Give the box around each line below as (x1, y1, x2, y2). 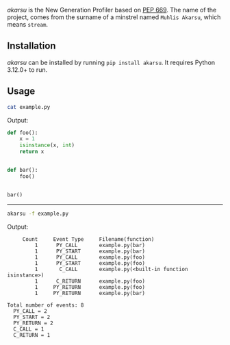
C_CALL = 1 (13, 325, 44, 333)
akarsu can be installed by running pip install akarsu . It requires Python (7, 58, 216, 66)
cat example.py (7, 103, 51, 110)
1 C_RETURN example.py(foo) (34, 277, 146, 285)
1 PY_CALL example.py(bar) (34, 242, 146, 248)
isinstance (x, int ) (19, 142, 75, 149)
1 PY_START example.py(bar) (34, 248, 146, 255)
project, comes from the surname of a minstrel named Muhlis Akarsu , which (7, 13, 221, 21)
